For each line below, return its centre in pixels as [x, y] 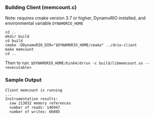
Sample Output [23, 80]
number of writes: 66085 [35, 112]
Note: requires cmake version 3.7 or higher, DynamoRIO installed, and [76, 18]
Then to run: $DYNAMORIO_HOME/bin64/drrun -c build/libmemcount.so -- [77, 63]
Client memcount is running [34, 90]
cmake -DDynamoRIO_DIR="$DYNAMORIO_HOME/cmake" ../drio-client [71, 45]
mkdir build [17, 37]
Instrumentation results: [31, 99]
